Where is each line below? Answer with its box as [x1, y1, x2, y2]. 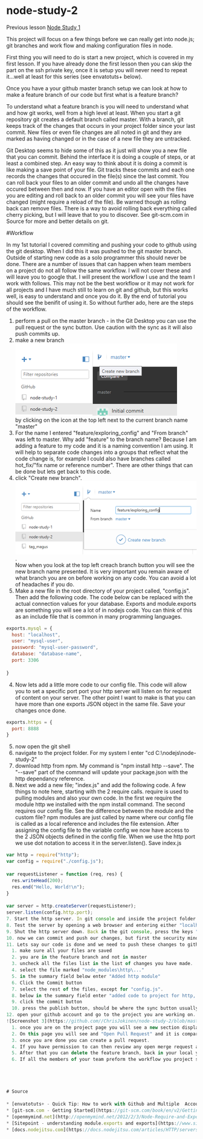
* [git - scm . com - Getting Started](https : [6, 1107, 115, 1114]
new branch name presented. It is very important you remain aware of [14, 568, 189, 575]
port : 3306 [11, 657, 39, 663]
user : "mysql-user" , [11, 638, 63, 644]
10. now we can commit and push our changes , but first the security [6, 935, 185, 941]
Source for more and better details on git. [6, 218, 109, 225]
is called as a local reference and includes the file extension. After [14, 820, 179, 828]
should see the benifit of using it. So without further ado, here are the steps [6, 299, 194, 306]
